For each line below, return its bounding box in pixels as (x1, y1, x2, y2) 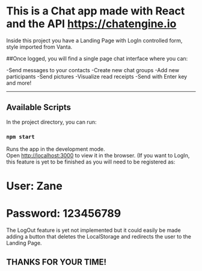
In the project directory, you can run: (6, 118, 97, 126)
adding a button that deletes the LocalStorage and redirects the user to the (6, 233, 191, 240)
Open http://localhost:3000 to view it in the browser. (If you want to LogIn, (6, 152, 190, 159)
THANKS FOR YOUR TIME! (6, 257, 107, 267)
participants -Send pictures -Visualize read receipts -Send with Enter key (6, 73, 188, 80)
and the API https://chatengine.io (6, 17, 177, 31)
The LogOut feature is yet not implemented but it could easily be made (6, 227, 182, 234)
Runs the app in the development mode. (6, 145, 105, 153)
